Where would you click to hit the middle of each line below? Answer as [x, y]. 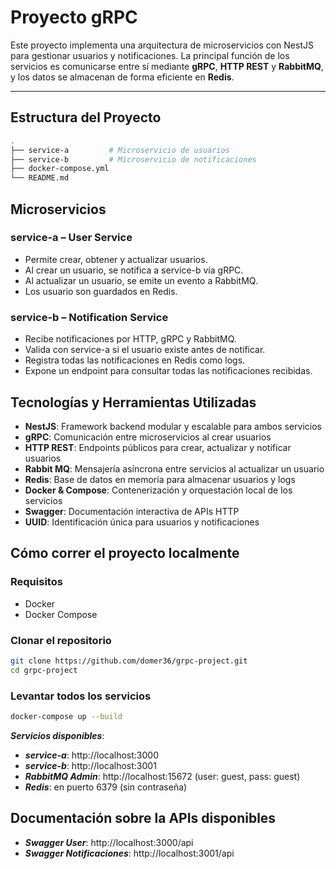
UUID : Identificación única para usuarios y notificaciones [142, 522]
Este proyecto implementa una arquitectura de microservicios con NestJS [162, 45]
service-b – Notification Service [89, 317]
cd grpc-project [44, 670]
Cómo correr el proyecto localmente [125, 553]
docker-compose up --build [66, 716]
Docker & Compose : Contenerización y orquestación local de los [158, 490]
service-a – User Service [71, 238]
